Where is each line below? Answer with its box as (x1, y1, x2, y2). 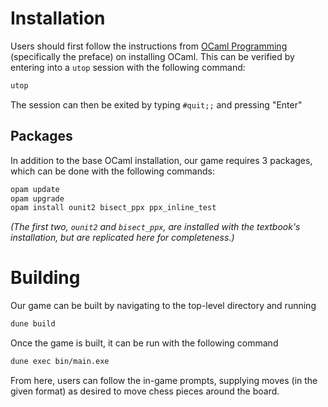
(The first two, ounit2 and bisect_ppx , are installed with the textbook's (10, 221, 301, 233)
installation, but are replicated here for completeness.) (10, 232, 235, 244)
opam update (10, 184, 60, 194)
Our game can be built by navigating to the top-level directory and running (10, 300, 317, 312)
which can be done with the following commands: (10, 165, 215, 177)
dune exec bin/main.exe (10, 357, 110, 367)
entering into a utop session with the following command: (10, 61, 246, 73)
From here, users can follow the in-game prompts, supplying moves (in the (10, 374, 318, 386)
